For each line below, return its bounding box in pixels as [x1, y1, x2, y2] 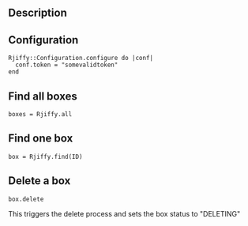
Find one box [8, 132, 73, 145]
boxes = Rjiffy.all [8, 111, 73, 119]
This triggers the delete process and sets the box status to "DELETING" [8, 209, 241, 218]
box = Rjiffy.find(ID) [8, 153, 83, 160]
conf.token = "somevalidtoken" [15, 61, 118, 70]
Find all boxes [8, 89, 77, 103]
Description [8, 6, 67, 20]
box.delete [8, 195, 44, 203]
